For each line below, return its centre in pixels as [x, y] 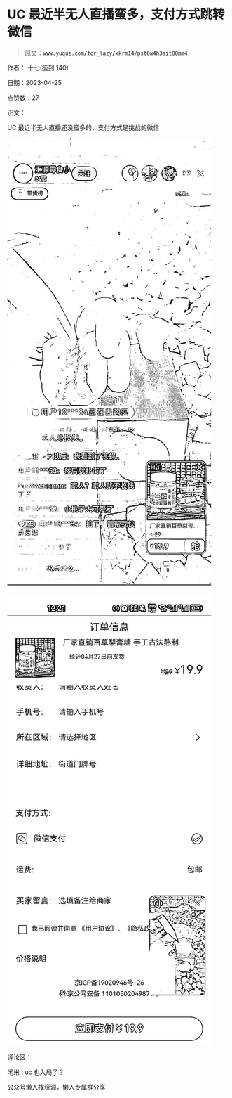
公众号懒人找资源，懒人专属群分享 [56, 1087]
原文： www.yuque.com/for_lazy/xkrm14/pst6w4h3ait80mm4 [106, 53]
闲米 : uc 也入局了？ [36, 1072]
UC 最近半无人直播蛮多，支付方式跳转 [116, 14]
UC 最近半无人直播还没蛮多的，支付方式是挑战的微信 [83, 127]
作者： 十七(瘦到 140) [38, 67]
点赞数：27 [23, 97]
